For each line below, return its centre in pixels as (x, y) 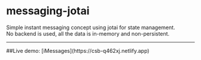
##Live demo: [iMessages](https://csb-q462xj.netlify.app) (78, 50)
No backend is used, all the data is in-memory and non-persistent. (88, 33)
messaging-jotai (48, 11)
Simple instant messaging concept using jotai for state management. (91, 27)
